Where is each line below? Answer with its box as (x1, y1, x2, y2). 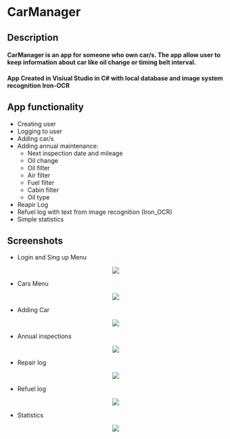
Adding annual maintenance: (17, 142, 98, 150)
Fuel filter (27, 178, 55, 186)
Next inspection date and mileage (27, 149, 123, 157)
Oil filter (27, 164, 50, 172)
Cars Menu (17, 280, 49, 288)
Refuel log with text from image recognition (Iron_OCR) (17, 208, 173, 216)
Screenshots (7, 235, 63, 246)
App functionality (7, 101, 84, 113)
